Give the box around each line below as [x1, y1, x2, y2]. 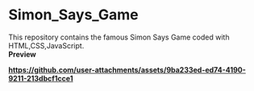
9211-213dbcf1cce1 [8, 73, 73, 83]
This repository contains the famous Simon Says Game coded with [8, 32, 230, 42]
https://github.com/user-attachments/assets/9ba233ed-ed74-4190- [8, 64, 246, 74]
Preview [8, 49, 36, 59]
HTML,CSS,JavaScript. [8, 40, 85, 50]
